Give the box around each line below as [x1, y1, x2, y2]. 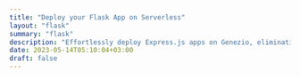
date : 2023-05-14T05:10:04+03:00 [9, 46, 134, 55]
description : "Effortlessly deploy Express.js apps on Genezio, [9, 37, 254, 47]
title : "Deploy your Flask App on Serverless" [9, 12, 186, 22]
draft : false [9, 54, 58, 63]
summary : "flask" [9, 29, 74, 38]
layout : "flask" [9, 21, 70, 30]
